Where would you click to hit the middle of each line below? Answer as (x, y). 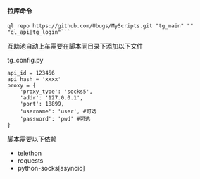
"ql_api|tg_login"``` (39, 32)
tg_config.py (25, 61)
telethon (30, 153)
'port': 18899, (42, 104)
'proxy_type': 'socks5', (56, 92)
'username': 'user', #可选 (58, 112)
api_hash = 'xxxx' (34, 80)
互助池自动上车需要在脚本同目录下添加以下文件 (75, 47)
